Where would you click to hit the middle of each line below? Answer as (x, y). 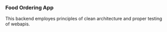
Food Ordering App (29, 8)
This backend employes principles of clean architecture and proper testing (84, 19)
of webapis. (18, 24)
